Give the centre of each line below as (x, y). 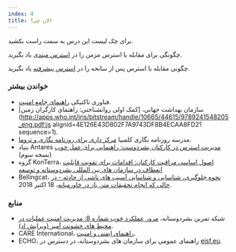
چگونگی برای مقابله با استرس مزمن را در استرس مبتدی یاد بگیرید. (95, 55)
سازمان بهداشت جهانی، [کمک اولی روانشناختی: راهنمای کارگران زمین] (111, 109)
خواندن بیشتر (28, 86)
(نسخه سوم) (35, 154)
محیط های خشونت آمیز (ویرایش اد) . (66, 226)
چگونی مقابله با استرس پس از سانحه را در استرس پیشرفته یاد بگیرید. (99, 68)
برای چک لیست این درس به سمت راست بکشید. (71, 40)
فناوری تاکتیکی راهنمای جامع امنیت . (65, 102)
